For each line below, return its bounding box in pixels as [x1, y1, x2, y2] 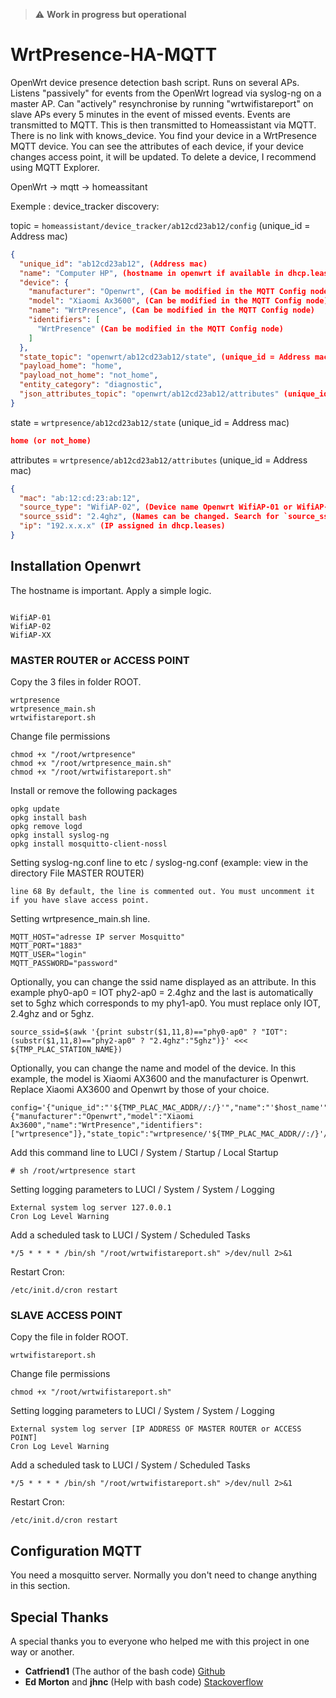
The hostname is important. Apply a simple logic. [10, 584, 212, 596]
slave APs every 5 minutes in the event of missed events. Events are [10, 108, 291, 120]
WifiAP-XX [10, 630, 52, 640]
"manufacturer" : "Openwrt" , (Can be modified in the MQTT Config [28, 287, 307, 297]
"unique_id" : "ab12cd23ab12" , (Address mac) [19, 259, 208, 269]
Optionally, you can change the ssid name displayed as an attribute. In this [10, 976, 317, 988]
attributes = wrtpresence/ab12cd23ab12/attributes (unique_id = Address [10, 454, 308, 466]
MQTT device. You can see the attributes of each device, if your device [10, 140, 304, 152]
